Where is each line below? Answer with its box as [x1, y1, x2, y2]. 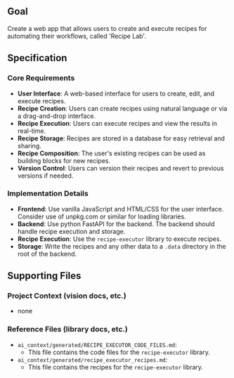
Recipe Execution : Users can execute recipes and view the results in [17, 119, 218, 127]
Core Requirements [7, 73, 75, 83]
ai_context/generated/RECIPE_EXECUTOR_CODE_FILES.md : [17, 340, 177, 348]
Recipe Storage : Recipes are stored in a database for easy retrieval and [17, 133, 225, 143]
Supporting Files [7, 270, 82, 282]
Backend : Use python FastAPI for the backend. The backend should [17, 219, 215, 228]
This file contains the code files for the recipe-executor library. [27, 348, 211, 356]
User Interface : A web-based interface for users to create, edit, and [17, 89, 215, 98]
